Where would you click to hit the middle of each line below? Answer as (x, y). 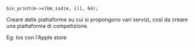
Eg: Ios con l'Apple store (37, 37)
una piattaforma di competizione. (47, 26)
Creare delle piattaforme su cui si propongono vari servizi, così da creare (97, 20)
